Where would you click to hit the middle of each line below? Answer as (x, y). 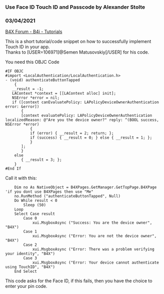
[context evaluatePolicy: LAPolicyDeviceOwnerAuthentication (87, 116)
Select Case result (35, 214)
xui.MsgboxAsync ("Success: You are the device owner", (92, 223)
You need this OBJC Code (32, 62)
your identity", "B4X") (30, 254)
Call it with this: (21, 178)
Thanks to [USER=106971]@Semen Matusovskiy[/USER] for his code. (77, 52)
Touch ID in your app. (28, 47)
